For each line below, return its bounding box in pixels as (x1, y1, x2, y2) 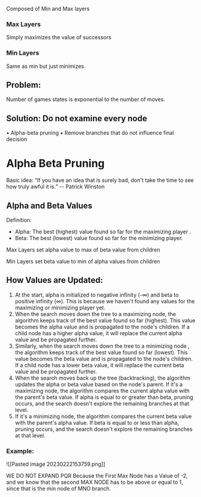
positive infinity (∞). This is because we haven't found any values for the (14, 297, 195, 304)
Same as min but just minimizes (6, 63, 85, 70)
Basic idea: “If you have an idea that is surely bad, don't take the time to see (6, 177, 194, 184)
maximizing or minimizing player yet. (14, 304, 106, 311)
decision (6, 135, 28, 143)
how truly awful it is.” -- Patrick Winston (6, 183, 105, 190)
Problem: (6, 79, 41, 90)
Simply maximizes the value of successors (6, 34, 112, 41)
